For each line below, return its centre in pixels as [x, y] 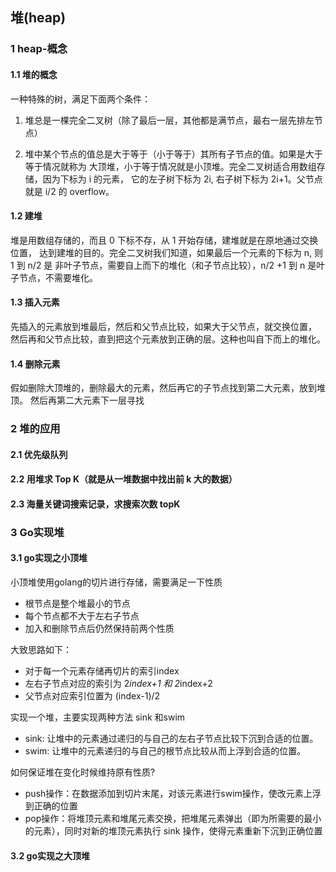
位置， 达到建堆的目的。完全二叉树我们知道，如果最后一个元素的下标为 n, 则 [167, 252]
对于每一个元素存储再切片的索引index [102, 670]
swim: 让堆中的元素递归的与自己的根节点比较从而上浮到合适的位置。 [165, 750]
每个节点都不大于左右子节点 [82, 615]
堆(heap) [38, 18]
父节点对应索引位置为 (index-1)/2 [92, 695]
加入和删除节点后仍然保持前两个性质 [99, 628]
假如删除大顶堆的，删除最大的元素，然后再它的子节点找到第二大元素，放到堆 [168, 388]
